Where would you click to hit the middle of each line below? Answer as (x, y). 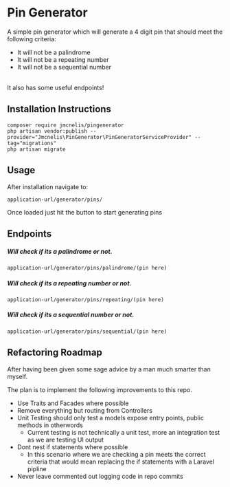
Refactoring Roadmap (55, 353)
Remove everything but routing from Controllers (85, 410)
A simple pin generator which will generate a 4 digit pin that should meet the (115, 32)
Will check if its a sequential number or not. (71, 315)
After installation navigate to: (48, 186)
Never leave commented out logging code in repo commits (100, 476)
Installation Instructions (59, 109)
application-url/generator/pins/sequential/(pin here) (87, 332)
